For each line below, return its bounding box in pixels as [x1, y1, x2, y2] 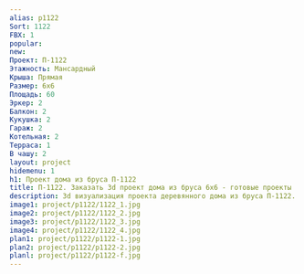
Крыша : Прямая [9, 73, 64, 82]
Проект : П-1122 [9, 56, 68, 65]
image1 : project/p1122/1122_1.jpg [9, 200, 142, 210]
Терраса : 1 [9, 141, 51, 150]
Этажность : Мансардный [9, 65, 96, 74]
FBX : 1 [9, 30, 35, 39]
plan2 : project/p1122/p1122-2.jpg [9, 243, 142, 252]
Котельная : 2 [9, 132, 59, 142]
